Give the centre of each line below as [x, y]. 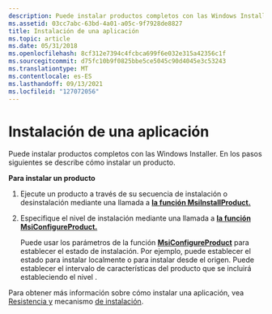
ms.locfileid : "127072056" [54, 91]
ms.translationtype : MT [49, 69]
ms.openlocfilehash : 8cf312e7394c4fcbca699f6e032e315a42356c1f [117, 54]
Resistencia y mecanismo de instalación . [76, 302]
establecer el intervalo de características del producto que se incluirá [136, 269]
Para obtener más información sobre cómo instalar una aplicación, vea [126, 293]
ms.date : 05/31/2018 [43, 46]
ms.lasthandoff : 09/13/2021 [56, 84]
